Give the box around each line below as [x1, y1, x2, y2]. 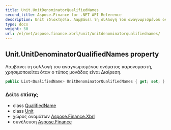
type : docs [5, 21, 28, 27]
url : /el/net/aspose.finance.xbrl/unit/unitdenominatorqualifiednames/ [5, 31, 160, 36]
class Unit [12, 108, 34, 114]
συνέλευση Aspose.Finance [12, 118, 72, 125]
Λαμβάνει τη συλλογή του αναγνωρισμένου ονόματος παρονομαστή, [5, 63, 153, 69]
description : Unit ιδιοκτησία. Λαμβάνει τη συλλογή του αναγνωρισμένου [5, 17, 160, 22]
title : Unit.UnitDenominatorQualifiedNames [5, 7, 99, 13]
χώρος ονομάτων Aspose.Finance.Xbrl [12, 113, 95, 119]
